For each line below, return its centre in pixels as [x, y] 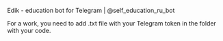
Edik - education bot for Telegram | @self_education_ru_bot [91, 10]
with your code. [29, 31]
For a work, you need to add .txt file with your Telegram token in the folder [112, 23]
